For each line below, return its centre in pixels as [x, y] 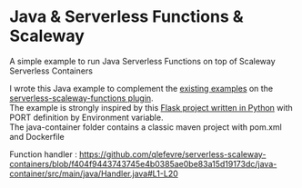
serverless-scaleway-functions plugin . [81, 98]
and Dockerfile [37, 136]
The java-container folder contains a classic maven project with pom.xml [146, 127]
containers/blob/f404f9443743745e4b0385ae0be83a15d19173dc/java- [143, 163]
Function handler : [43, 154]
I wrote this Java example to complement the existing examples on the [141, 88]
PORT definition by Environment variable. [86, 117]
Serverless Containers [51, 71]
